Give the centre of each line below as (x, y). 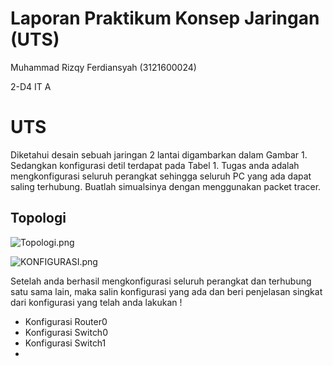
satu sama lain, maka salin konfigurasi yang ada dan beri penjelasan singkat (166, 291)
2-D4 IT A (31, 86)
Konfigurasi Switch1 (65, 343)
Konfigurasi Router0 (66, 321)
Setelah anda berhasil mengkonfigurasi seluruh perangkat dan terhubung (161, 281)
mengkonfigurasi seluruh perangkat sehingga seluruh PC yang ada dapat (161, 176)
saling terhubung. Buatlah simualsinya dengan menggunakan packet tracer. (166, 186)
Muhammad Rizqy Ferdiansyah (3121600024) (103, 67)
